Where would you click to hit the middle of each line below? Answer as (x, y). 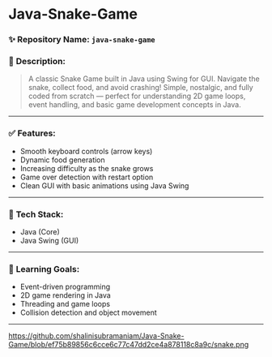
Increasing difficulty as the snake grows (87, 168)
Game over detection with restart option (87, 177)
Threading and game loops (65, 304)
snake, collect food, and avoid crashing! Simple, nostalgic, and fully (140, 88)
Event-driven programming (65, 287)
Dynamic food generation (62, 160)
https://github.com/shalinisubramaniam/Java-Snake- (96, 336)
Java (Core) (40, 232)
